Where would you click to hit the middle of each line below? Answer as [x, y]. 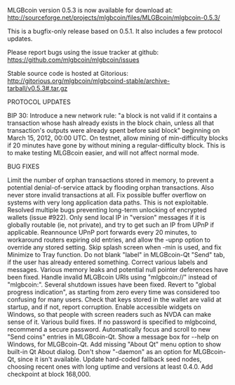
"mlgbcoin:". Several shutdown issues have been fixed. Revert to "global [112, 285]
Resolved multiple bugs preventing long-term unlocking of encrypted [107, 210]
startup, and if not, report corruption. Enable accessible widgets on [104, 307]
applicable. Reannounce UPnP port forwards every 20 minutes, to [102, 232]
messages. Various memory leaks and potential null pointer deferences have [118, 269]
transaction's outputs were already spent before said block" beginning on [114, 130]
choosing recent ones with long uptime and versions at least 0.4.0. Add [110, 367]
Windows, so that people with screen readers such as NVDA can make [109, 314]
